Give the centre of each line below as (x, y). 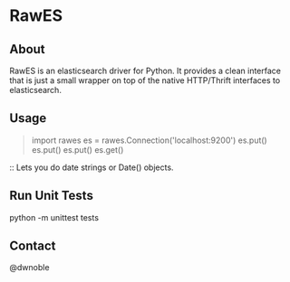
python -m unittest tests (54, 217)
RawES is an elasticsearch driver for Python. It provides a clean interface (145, 70)
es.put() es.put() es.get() (77, 149)
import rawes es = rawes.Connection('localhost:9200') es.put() (149, 140)
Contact (33, 246)
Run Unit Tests (51, 196)
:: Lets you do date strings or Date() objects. (92, 167)
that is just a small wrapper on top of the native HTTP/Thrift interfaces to (145, 80)
